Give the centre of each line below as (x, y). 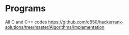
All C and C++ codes (26, 22)
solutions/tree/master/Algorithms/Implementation (55, 27)
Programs (26, 9)
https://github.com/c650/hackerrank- (86, 22)
